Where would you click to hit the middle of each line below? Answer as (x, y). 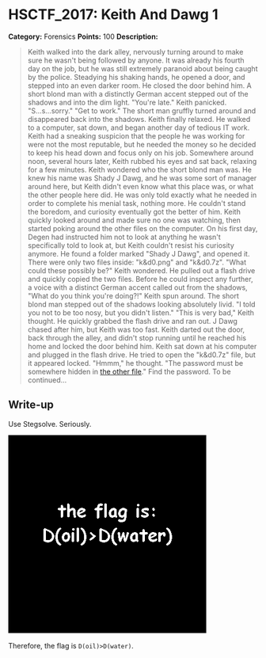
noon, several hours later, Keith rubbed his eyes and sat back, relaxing (142, 161)
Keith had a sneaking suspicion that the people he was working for (136, 135)
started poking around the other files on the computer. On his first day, (142, 228)
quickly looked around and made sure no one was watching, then (134, 220)
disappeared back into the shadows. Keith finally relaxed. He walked (139, 119)
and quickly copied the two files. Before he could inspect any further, (140, 279)
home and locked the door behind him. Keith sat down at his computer (142, 346)
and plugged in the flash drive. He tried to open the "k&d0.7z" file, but (141, 355)
